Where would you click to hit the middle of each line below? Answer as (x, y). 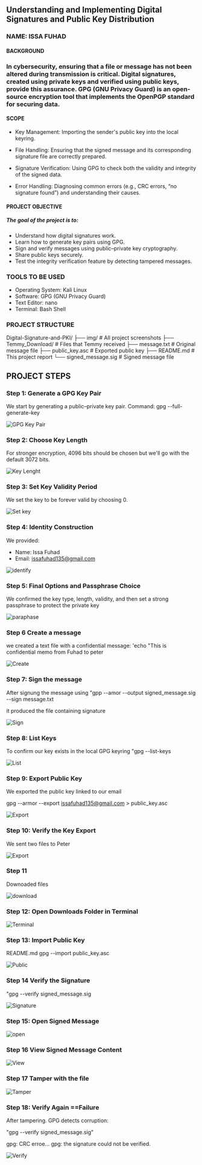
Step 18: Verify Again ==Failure (53, 1107)
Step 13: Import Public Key (46, 940)
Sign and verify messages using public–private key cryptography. (96, 248)
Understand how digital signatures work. (65, 235)
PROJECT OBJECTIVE (34, 206)
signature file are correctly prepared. (61, 157)
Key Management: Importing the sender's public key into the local (97, 132)
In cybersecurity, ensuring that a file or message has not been (99, 66)
